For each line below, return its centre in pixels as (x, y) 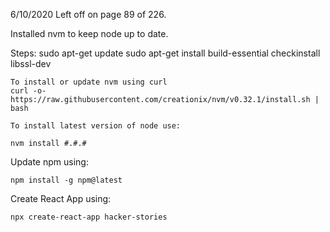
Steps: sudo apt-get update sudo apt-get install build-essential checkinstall (165, 53)
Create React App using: (61, 198)
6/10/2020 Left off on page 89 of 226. (88, 14)
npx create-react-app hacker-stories (89, 217)
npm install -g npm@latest (66, 180)
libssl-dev (31, 63)
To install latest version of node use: (96, 126)
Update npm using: (49, 162)
